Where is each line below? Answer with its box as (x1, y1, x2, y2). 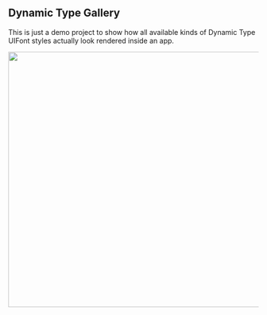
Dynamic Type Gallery (8, 6, 121, 20)
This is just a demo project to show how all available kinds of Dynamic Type (8, 27, 256, 36)
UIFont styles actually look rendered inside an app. (8, 36, 175, 45)
